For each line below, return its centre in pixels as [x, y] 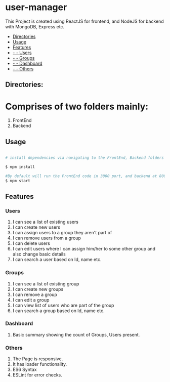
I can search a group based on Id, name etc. [58, 311]
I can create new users [36, 227]
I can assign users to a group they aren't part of [62, 233]
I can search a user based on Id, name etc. [57, 260]
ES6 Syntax [25, 370]
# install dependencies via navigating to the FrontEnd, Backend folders [85, 158]
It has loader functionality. [40, 364]
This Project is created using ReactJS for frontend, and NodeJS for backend [85, 21]
